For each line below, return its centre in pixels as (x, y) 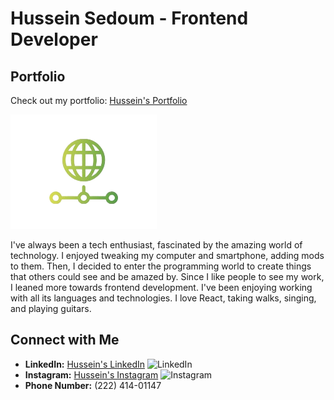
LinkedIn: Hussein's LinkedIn (84, 364)
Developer (54, 39)
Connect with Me (65, 340)
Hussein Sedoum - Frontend (129, 18)
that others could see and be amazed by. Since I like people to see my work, (167, 276)
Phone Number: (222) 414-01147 (93, 385)
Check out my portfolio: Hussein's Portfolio (99, 100)
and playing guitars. (51, 308)
